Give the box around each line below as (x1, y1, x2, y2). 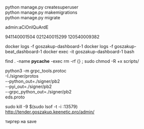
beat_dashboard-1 (5, 49, 42, 54)
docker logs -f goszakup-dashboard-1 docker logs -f (5, 43, 113, 49)
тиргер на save (5, 119, 37, 124)
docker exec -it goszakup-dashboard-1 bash (43, 49, 135, 54)
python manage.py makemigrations (5, 9, 78, 15)
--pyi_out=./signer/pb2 (5, 84, 52, 89)
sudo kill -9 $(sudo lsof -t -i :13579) (5, 104, 78, 109)
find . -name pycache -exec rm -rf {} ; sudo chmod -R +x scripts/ (5, 58, 139, 64)
